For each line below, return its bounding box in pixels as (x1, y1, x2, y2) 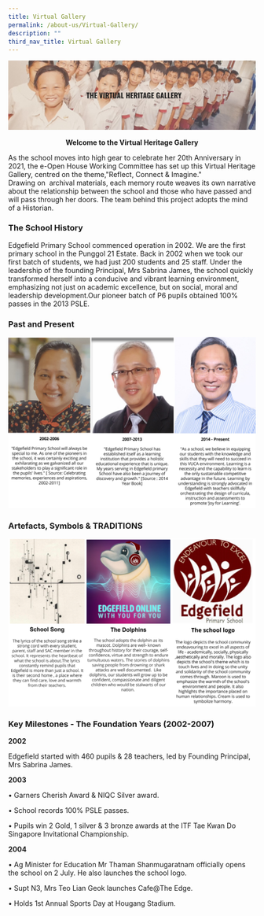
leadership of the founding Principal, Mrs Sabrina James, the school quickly (8, 265, 254, 275)
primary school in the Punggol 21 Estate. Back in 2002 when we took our (8, 249, 244, 258)
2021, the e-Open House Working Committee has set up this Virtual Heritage (8, 161, 256, 171)
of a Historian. (8, 203, 54, 212)
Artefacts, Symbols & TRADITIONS (8, 520, 143, 531)
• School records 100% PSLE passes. (8, 806, 130, 815)
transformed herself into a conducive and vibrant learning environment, (8, 274, 240, 283)
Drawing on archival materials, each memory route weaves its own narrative (8, 178, 256, 187)
